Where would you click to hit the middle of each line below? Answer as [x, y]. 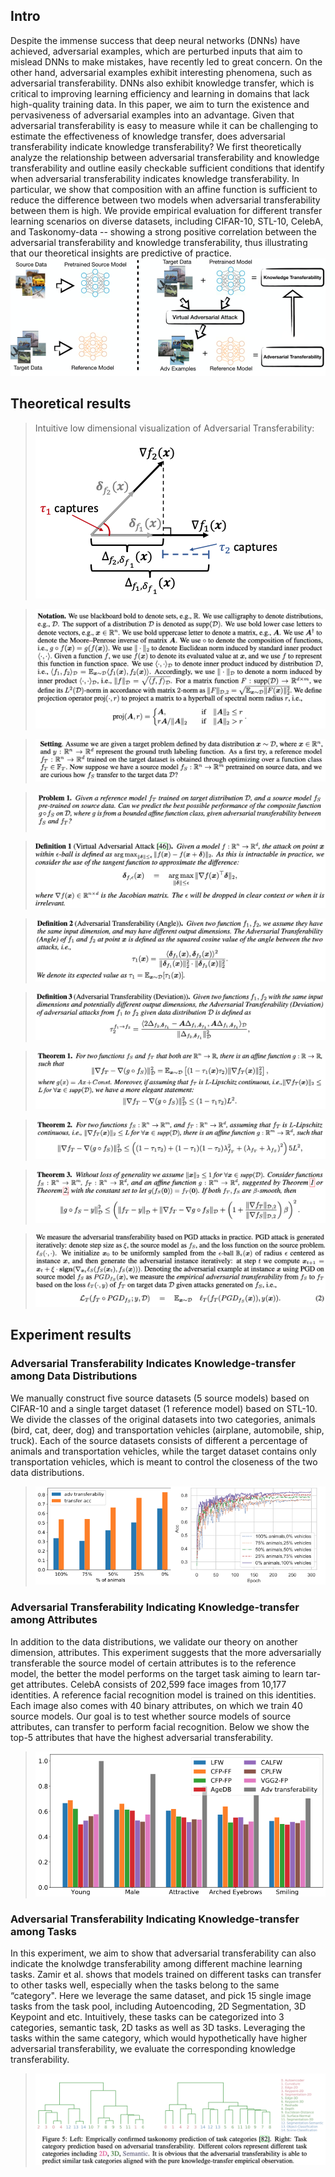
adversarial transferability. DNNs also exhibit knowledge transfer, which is [162, 83]
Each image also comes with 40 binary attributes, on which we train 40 [156, 1705]
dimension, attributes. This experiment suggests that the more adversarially [166, 1652]
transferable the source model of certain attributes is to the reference [153, 1663]
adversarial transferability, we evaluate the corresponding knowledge [153, 2048]
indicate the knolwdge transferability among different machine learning [156, 1963]
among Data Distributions [74, 1376]
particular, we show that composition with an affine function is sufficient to [164, 189]
